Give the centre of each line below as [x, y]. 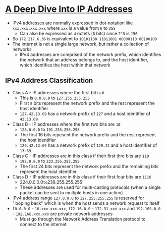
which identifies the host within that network [65, 65]
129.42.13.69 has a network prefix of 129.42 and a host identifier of [88, 145]
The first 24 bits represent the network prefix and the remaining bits [89, 166]
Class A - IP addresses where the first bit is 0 [58, 92]
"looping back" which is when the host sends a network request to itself [86, 203]
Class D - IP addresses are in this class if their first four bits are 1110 [82, 176]
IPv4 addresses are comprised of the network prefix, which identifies [90, 54]
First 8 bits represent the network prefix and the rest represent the [87, 103]
